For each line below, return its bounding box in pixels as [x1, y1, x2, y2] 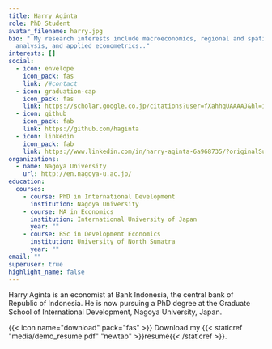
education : [8, 177, 45, 186]
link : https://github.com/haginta [23, 125, 139, 133]
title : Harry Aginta [8, 11, 79, 20]
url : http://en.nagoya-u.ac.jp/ [23, 170, 132, 178]
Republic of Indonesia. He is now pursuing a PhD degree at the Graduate [8, 299, 251, 309]
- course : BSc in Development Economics [23, 230, 161, 239]
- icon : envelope [15, 65, 74, 73]
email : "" [8, 253, 42, 261]
